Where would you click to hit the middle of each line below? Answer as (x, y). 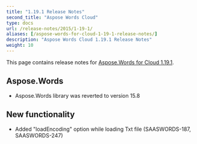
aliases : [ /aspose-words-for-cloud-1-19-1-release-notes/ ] (82, 34)
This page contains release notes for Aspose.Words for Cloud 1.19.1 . (90, 62)
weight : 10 (20, 46)
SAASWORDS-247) (39, 135)
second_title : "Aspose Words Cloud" (52, 17)
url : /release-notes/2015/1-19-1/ (50, 28)
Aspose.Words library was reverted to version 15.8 (77, 95)
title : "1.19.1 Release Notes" (45, 12)
